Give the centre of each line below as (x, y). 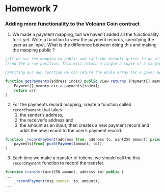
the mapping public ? (33, 50)
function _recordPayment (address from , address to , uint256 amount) (77, 139)
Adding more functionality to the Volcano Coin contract (72, 24)
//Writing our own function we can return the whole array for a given (80, 72)
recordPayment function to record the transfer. (58, 163)
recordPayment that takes (37, 109)
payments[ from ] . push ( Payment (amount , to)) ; (59, 144)
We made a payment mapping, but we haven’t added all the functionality (85, 34)
